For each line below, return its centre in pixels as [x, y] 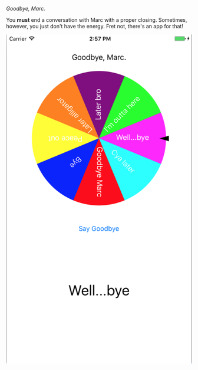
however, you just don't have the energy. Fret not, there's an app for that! [95, 26]
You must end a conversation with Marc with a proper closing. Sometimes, [97, 20]
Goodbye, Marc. [26, 9]
